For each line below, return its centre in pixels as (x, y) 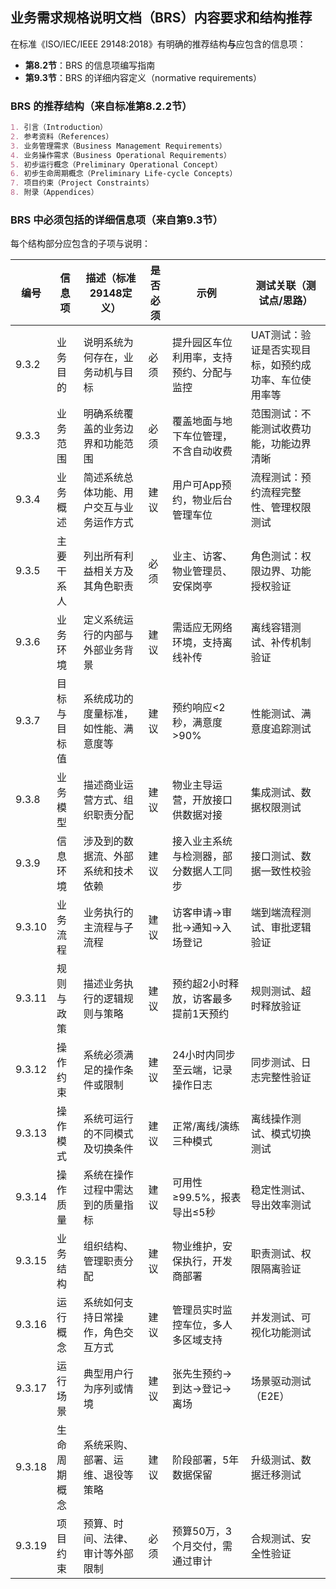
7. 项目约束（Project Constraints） (82, 183)
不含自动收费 (202, 451)
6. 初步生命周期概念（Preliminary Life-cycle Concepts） (124, 174)
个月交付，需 (202, 1546)
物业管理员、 (202, 571)
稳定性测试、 (281, 1190)
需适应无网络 (202, 628)
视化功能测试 (281, 1333)
